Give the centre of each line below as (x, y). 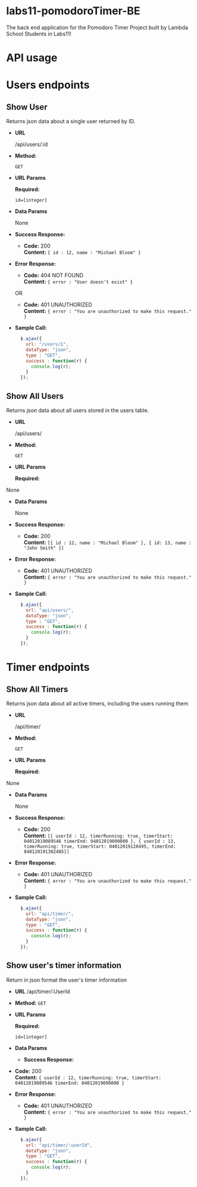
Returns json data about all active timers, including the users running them (97, 703)
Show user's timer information (64, 966)
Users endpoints (48, 85)
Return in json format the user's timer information (67, 980)
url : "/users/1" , (47, 344)
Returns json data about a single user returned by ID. (71, 121)
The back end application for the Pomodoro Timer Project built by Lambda (97, 27)
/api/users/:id (31, 145)
